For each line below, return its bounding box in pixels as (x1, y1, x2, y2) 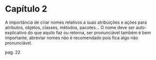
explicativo (5, 30, 27, 35)
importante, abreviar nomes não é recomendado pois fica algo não (5, 35, 138, 41)
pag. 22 (5, 49, 21, 55)
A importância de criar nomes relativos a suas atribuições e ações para (5, 19, 147, 25)
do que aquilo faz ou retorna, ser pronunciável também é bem (27, 30, 151, 35)
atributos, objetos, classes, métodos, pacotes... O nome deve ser (5, 24, 135, 30)
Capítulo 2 (5, 3, 47, 15)
